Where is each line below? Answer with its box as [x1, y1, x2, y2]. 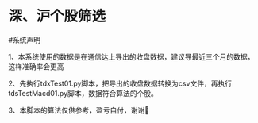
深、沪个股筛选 [8, 7, 106, 25]
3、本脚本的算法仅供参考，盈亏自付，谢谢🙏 [8, 105, 149, 115]
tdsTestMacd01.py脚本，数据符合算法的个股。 [8, 88, 159, 98]
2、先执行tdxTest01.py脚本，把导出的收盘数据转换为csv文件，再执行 [8, 79, 233, 88]
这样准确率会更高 [8, 61, 64, 71]
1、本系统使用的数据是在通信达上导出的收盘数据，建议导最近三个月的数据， [8, 52, 255, 61]
